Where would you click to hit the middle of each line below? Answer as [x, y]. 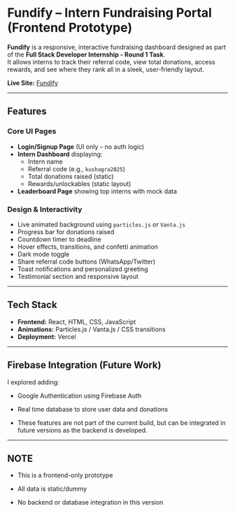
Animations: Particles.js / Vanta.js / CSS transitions [91, 329]
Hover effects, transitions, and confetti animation [88, 247]
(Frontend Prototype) [70, 28]
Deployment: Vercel [47, 336]
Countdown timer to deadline [59, 239]
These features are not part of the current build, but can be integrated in [121, 422]
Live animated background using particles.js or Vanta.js [101, 224]
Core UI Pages [32, 131]
